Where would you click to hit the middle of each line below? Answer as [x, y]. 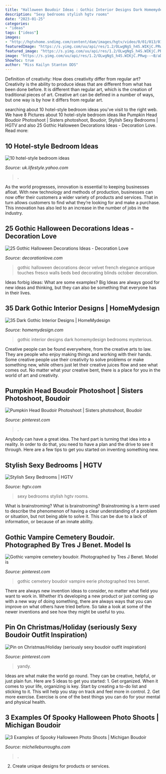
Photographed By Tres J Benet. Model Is [68, 545]
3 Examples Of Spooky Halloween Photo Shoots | [82, 718]
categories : [17, 23]
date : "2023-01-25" [25, 19]
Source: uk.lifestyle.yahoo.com [37, 167]
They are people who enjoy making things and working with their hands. [79, 354]
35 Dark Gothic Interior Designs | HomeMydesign [82, 308]
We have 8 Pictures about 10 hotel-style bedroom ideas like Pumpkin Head [81, 115]
